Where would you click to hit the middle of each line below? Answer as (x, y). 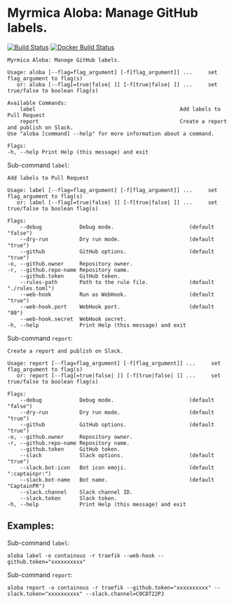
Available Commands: (37, 103)
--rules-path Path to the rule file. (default (117, 282)
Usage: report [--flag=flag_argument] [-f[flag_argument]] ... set (114, 363)
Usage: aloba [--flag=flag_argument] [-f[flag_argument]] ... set (112, 72)
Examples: (31, 526)
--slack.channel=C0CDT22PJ (125, 594)
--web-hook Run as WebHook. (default (117, 294)
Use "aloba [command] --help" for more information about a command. (111, 134)
